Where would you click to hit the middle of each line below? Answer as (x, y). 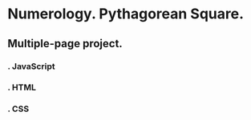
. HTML (22, 87)
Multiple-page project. (65, 44)
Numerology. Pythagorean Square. (126, 14)
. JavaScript (31, 66)
